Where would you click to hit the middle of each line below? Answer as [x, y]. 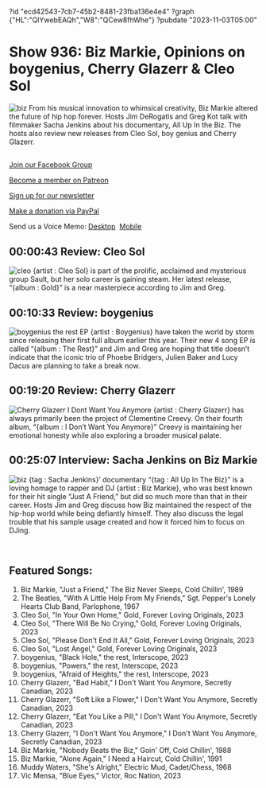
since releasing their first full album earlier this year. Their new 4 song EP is [133, 340]
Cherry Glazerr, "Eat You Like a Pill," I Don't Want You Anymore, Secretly [139, 716]
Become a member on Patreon [59, 180]
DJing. [20, 530]
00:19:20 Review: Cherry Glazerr [92, 390]
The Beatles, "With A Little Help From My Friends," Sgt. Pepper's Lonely [138, 598]
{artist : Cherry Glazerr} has [199, 410]
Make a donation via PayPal [54, 211]
